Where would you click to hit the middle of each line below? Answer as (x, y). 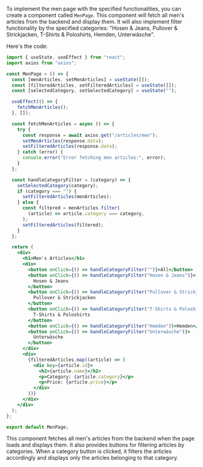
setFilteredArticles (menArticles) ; (67, 197)
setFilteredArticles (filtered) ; (63, 225)
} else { (28, 202)
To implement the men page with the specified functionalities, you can (94, 9)
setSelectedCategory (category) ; (58, 185)
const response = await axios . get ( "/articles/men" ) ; (90, 135)
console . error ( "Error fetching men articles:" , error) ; (94, 158)
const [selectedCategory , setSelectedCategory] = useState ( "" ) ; (94, 91)
